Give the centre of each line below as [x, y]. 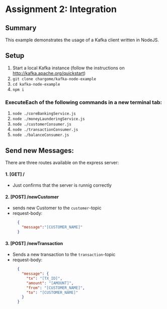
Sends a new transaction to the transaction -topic [64, 255]
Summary [21, 28]
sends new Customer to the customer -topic [57, 208]
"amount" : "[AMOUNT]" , [50, 283]
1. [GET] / [15, 174]
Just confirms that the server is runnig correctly [62, 185]
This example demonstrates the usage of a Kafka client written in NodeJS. [82, 40]
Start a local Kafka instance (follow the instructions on [68, 68]
